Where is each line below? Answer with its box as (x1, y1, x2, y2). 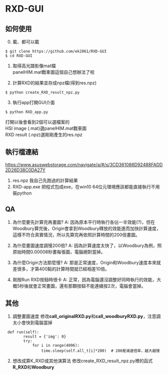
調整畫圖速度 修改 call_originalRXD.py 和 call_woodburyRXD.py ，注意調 (12, 313, 161, 319)
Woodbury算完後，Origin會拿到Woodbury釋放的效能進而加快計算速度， (12, 225, 161, 231)
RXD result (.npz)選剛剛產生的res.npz (5, 132, 83, 137)
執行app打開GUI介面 (12, 100, 55, 105)
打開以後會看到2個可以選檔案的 (5, 119, 70, 125)
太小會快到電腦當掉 (12, 319, 53, 326)
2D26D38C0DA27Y (5, 167, 46, 173)
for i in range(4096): (32, 343, 80, 348)
